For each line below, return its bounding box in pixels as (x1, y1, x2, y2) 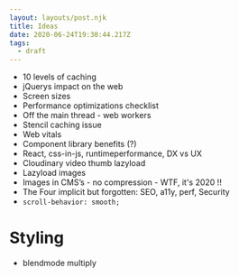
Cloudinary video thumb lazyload (22, 158, 146, 169)
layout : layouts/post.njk (9, 13, 106, 23)
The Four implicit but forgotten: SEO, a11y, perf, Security (22, 187, 230, 198)
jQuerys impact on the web (22, 81, 124, 92)
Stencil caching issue (22, 119, 102, 131)
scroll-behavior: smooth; (22, 198, 120, 208)
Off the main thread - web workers (22, 110, 152, 121)
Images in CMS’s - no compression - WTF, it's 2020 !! (22, 177, 223, 188)
